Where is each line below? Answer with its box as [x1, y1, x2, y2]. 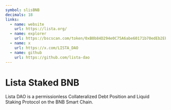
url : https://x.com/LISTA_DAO [14, 45, 79, 50]
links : [5, 17, 19, 22]
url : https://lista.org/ [14, 26, 67, 32]
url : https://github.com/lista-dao [14, 54, 90, 60]
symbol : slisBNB [5, 7, 40, 13]
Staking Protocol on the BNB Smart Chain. [5, 99, 93, 105]
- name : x [10, 41, 31, 46]
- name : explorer [10, 31, 47, 36]
